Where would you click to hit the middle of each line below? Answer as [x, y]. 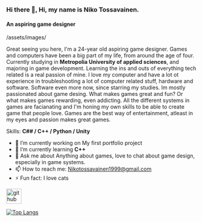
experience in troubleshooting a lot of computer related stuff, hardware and [100, 81]
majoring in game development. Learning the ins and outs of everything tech [101, 68]
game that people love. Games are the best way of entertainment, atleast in [100, 113]
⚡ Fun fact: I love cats [42, 178]
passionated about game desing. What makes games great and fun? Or [95, 94]
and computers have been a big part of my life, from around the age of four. [100, 55]
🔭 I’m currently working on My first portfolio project [79, 143]
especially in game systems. [50, 162]
